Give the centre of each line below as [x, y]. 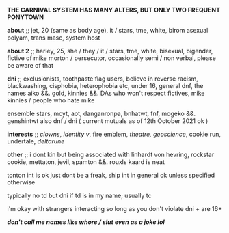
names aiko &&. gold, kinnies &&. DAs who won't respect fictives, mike [106, 93]
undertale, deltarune [36, 141]
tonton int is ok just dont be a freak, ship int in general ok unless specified [111, 175]
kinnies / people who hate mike [51, 100]
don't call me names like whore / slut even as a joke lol [86, 222]
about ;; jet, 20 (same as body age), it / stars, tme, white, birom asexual [108, 30]
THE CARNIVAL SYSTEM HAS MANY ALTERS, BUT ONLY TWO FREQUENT [114, 10]
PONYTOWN [26, 17]
